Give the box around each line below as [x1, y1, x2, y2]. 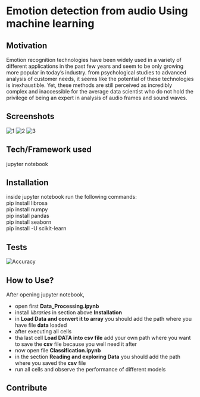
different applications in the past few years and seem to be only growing [6, 62, 184, 70]
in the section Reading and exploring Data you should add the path [14, 353, 180, 361]
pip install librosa [6, 199, 48, 207]
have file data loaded [14, 321, 67, 329]
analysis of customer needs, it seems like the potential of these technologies [6, 76, 194, 82]
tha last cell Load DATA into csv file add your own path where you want [14, 335, 191, 342]
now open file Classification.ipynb [14, 347, 101, 354]
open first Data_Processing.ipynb [14, 302, 99, 310]
